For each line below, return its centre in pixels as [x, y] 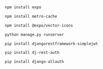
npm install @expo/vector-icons [39, 25]
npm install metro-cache [31, 16]
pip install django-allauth [35, 62]
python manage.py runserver [35, 34]
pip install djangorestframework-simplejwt [52, 44]
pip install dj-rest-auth [32, 53]
